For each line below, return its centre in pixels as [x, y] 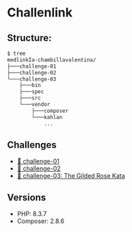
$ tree [16, 53]
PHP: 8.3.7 [32, 214]
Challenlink [40, 13]
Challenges [32, 145]
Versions [27, 197]
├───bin [30, 86]
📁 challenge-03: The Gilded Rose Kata [71, 176]
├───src [30, 98]
